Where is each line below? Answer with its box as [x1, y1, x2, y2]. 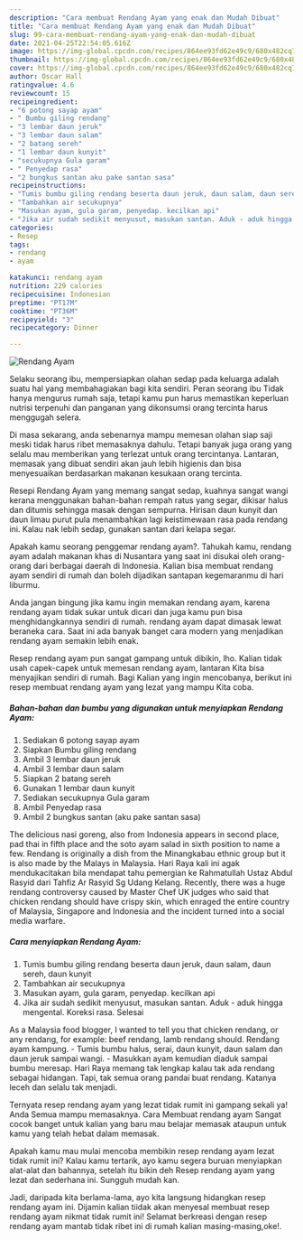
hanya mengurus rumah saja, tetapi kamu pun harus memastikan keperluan [9, 393, 289, 404]
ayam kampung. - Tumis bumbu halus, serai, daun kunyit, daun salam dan [9, 1044, 283, 1055]
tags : [9, 240, 30, 249]
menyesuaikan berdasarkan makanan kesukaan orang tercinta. [9, 468, 243, 479]
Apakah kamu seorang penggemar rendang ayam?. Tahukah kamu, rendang [9, 541, 291, 552]
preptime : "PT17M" [9, 298, 78, 307]
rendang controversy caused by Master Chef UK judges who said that [9, 887, 269, 898]
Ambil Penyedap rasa [22, 802, 102, 813]
